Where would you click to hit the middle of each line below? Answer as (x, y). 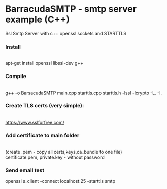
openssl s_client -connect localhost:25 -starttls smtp (60, 181)
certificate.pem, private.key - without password (55, 157)
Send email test (25, 170)
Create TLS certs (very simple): (45, 106)
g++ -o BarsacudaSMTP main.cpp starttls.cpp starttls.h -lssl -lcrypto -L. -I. (84, 93)
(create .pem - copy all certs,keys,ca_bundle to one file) (64, 152)
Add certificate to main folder (42, 135)
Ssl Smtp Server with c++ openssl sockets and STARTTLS (66, 33)
